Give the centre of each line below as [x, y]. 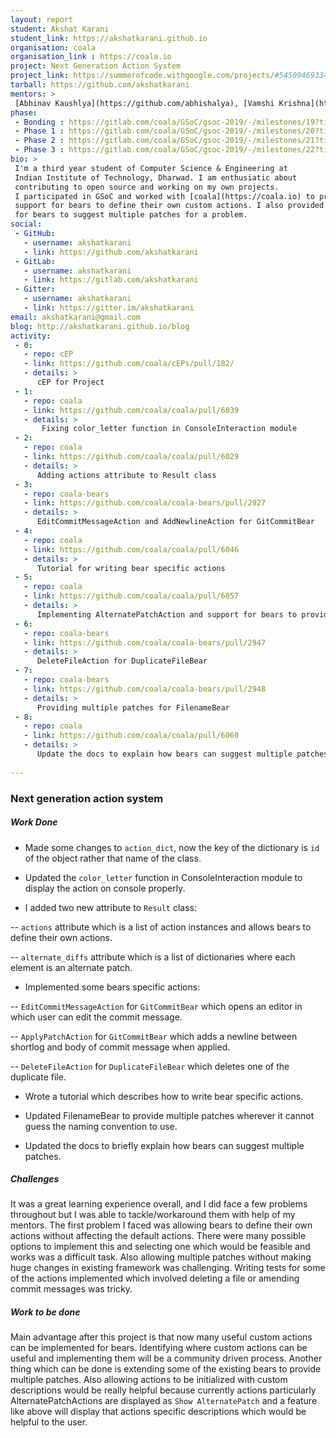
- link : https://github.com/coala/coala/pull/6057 [131, 596]
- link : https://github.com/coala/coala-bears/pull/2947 [145, 642]
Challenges [35, 1179]
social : [26, 224]
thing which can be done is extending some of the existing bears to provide [166, 1369]
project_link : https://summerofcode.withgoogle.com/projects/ [142, 76]
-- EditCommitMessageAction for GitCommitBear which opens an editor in [156, 1006]
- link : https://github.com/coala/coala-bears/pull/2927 [145, 503]
